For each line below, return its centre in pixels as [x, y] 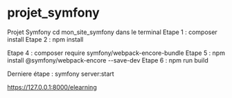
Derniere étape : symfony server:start [61, 74]
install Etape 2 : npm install [45, 39]
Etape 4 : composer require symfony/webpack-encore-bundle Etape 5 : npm [116, 53]
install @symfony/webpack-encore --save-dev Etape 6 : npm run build [108, 60]
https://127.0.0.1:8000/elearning [52, 87]
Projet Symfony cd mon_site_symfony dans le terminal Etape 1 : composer [113, 32]
